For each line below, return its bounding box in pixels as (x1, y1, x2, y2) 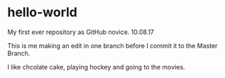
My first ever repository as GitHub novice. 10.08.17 (7, 28, 155, 36)
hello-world (7, 4, 78, 21)
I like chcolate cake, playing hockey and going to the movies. (7, 62, 186, 71)
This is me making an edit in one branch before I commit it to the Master (7, 41, 218, 50)
